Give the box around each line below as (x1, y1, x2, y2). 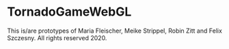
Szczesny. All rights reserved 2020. (7, 33, 107, 42)
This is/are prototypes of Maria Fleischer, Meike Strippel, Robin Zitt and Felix (7, 27, 222, 35)
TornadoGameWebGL (7, 4, 132, 20)
